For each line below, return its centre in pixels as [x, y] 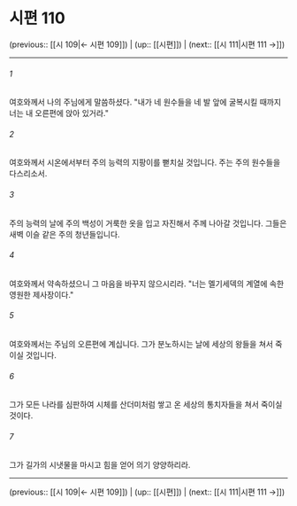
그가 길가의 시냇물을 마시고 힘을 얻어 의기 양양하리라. [100, 465]
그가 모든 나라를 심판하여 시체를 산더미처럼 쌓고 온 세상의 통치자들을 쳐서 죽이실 [146, 405]
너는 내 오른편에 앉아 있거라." [59, 113]
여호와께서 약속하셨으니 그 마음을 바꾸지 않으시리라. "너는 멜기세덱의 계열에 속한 [147, 284]
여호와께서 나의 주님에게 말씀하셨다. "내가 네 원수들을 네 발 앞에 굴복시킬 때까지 [145, 102]
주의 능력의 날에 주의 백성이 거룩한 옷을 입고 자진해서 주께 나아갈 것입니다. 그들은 [148, 223]
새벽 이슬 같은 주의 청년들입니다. [65, 234]
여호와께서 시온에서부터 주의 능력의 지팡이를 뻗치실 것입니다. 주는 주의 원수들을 [145, 163]
